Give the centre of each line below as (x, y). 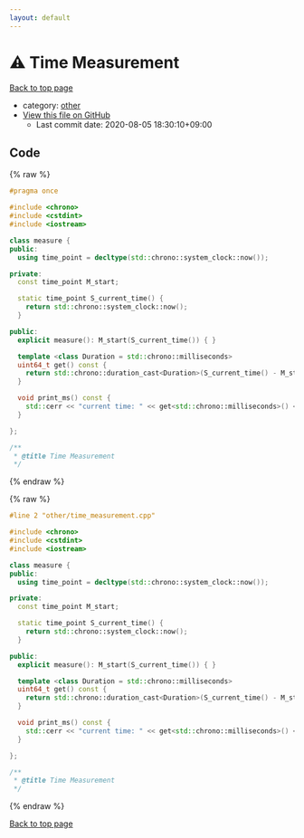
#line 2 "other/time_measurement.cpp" (82, 516)
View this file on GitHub (66, 115)
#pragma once (34, 191)
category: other (52, 105)
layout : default (40, 18)
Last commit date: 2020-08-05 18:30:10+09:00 (124, 124)
